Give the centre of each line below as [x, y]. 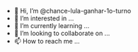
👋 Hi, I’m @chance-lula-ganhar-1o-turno [73, 11]
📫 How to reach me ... [47, 41]
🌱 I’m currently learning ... [52, 26]
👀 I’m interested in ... [44, 18]
